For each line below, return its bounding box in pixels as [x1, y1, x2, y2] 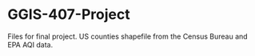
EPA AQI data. [7, 39, 54, 49]
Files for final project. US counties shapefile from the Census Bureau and [7, 32, 249, 41]
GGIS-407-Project [7, 6, 130, 24]
